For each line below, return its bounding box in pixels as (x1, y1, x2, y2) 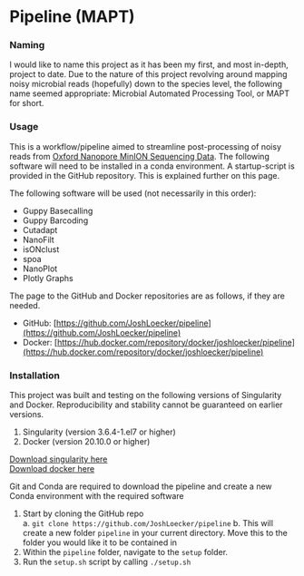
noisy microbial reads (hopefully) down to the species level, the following (9, 79, 283, 90)
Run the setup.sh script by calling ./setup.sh (22, 556, 191, 568)
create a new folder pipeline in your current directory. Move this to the (22, 528, 289, 539)
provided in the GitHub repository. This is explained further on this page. (9, 170, 280, 181)
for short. (9, 98, 44, 109)
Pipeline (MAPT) (9, 6, 135, 27)
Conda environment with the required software (9, 491, 184, 502)
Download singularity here (9, 454, 108, 464)
